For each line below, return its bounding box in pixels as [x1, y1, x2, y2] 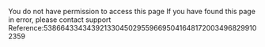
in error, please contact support [8, 15, 112, 24]
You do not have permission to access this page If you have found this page [8, 7, 256, 16]
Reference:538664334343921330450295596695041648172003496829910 [8, 23, 257, 32]
